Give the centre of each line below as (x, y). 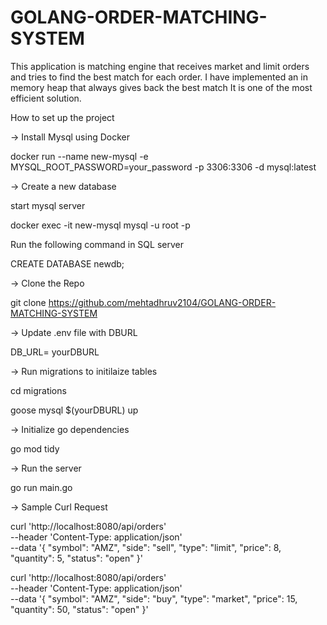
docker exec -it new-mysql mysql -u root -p (100, 225)
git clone (28, 302)
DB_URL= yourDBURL (55, 352)
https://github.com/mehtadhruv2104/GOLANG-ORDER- (162, 302)
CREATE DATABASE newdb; (67, 263)
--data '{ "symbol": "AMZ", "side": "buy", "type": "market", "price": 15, (154, 598)
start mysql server (48, 205)
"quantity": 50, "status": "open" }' (79, 609)
